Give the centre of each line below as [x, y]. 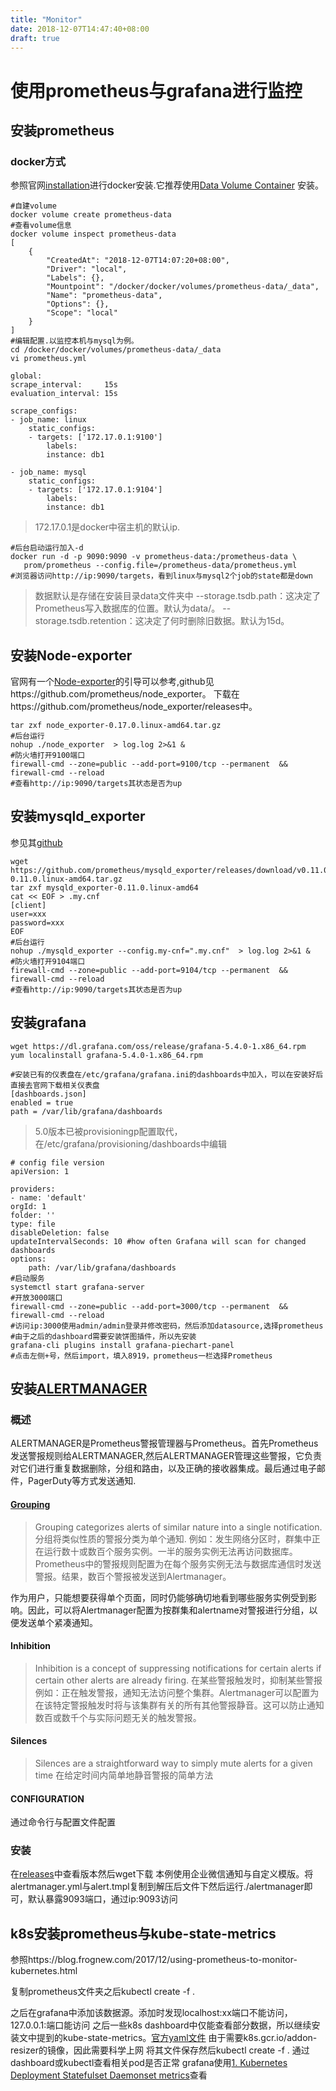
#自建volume [33, 206]
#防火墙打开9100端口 [48, 756]
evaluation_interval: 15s [64, 394]
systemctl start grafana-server [77, 1287]
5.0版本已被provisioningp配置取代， [108, 1131]
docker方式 [38, 161]
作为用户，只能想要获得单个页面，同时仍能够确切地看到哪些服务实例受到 [159, 1597]
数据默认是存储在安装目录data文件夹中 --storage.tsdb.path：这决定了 [178, 596]
